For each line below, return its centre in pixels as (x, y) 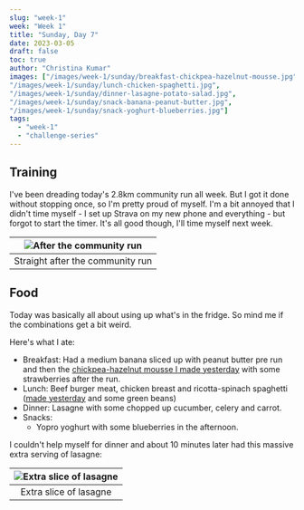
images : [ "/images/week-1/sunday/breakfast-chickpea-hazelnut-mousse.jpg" (153, 77)
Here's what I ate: (42, 342)
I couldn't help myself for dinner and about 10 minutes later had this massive (152, 444)
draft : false (34, 52)
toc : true (28, 60)
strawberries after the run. (71, 379)
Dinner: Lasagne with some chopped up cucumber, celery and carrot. (152, 408)
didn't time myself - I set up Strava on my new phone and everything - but (147, 213)
